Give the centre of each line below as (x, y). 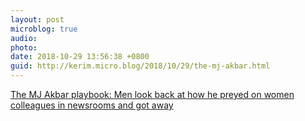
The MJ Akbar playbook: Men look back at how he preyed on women (152, 94)
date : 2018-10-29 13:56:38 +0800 (80, 57)
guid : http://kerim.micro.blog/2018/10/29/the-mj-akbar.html (140, 66)
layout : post (37, 19)
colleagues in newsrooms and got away (92, 105)
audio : (24, 38)
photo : (24, 47)
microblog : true (44, 29)
